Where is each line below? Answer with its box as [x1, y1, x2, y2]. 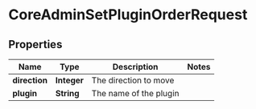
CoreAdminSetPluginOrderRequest [8, 6, 248, 24]
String [55, 88, 80, 99]
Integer [55, 75, 85, 86]
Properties [8, 38, 63, 51]
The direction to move [91, 75, 175, 86]
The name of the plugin [91, 88, 180, 99]
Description [112, 62, 159, 72]
